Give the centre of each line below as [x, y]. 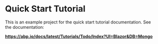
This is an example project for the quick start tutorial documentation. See [78, 22]
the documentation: [25, 27]
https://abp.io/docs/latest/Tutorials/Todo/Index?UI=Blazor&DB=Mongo [79, 36]
